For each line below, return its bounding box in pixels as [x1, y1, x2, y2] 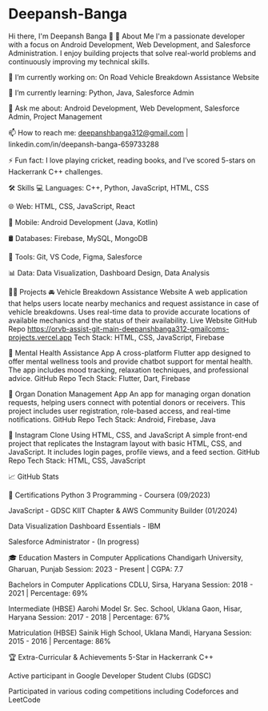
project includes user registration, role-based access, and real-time [8, 406, 231, 416]
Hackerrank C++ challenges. [8, 167, 103, 176]
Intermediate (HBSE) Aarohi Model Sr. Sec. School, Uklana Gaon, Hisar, [8, 604, 242, 613]
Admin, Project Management [8, 111, 102, 121]
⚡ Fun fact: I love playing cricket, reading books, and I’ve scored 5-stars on [8, 155, 256, 165]
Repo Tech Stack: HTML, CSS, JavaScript [8, 456, 146, 465]
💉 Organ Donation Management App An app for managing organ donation [8, 389, 251, 399]
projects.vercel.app [8, 332, 72, 342]
